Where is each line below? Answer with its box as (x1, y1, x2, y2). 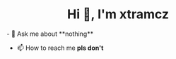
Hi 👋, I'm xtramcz (67, 6, 169, 22)
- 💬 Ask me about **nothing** (6, 29, 93, 38)
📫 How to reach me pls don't (16, 44, 104, 52)
